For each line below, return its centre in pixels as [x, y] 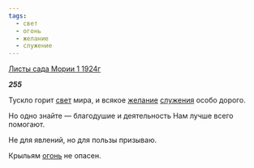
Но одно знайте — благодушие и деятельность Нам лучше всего [121, 116]
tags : [17, 16]
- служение [34, 46]
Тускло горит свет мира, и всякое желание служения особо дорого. [127, 100]
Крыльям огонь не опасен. [55, 156]
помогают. [27, 124]
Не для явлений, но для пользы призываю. [82, 140]
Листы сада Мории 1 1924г [55, 69]
